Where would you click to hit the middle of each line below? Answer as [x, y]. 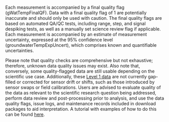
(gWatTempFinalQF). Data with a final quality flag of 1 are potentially [76, 13]
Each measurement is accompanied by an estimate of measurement [76, 34]
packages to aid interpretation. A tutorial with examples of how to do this [81, 109]
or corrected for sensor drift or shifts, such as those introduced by [86, 82]
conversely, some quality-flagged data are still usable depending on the [80, 71]
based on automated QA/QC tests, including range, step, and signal [75, 23]
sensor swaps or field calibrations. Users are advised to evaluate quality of [83, 87]
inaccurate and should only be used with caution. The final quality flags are [83, 18]
